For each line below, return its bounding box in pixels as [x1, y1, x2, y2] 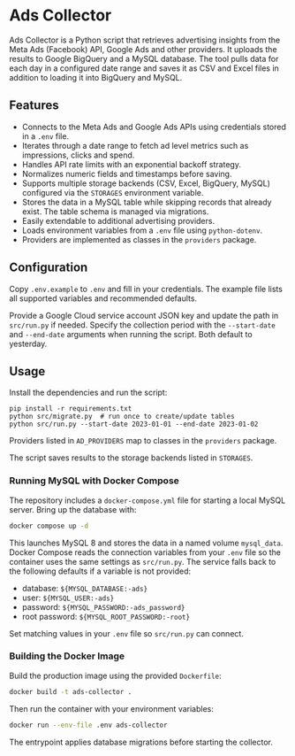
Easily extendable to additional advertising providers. [21, 215, 215, 226]
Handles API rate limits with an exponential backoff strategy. [21, 158, 241, 169]
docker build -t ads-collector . [9, 687, 132, 696]
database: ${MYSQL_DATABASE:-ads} [21, 582, 148, 593]
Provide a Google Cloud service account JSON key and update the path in [9, 310, 279, 320]
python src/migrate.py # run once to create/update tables [9, 413, 236, 421]
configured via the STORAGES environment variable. [21, 187, 204, 197]
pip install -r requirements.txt [9, 405, 132, 413]
